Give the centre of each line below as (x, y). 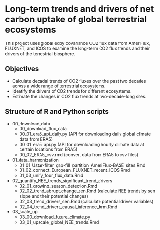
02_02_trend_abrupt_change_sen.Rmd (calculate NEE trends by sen (87, 191)
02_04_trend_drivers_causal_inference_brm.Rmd (68, 207)
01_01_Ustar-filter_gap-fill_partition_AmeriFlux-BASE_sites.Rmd (82, 165)
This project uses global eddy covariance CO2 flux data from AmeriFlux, (78, 43)
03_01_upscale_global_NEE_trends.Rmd (59, 222)
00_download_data (31, 124)
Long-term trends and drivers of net (80, 9)
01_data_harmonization (35, 160)
